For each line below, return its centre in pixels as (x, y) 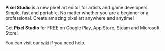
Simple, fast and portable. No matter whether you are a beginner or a (77, 13)
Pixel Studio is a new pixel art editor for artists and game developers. (77, 7)
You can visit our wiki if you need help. (45, 43)
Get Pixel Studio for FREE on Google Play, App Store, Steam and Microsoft (82, 28)
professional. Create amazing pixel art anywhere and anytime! (70, 18)
